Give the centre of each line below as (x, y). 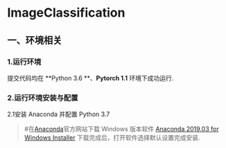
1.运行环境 (24, 62)
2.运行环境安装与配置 (43, 97)
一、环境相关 (35, 40)
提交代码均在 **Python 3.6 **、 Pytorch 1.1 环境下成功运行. (90, 78)
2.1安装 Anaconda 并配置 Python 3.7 (59, 114)
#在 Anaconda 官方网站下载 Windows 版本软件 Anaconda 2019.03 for (122, 129)
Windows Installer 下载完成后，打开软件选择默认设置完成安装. (112, 138)
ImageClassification (66, 13)
